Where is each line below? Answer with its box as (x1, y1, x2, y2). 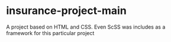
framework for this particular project (6, 29, 95, 36)
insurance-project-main (6, 4, 127, 17)
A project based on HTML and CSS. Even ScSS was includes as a (6, 23, 166, 30)
